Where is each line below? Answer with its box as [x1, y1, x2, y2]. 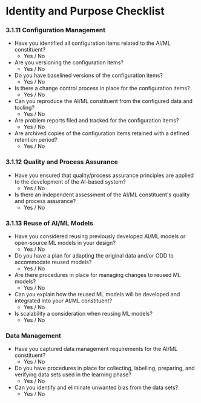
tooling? [14, 104, 35, 112]
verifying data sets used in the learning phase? [14, 371, 131, 378]
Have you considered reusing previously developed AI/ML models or [14, 233, 186, 240]
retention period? [14, 136, 58, 144]
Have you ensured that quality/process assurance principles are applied [14, 172, 194, 179]
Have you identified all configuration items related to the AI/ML [14, 39, 171, 47]
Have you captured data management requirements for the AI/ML [14, 345, 178, 353]
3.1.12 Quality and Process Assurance [5, 158, 119, 166]
